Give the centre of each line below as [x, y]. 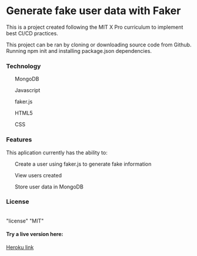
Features [19, 140]
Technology [24, 66]
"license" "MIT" [25, 221]
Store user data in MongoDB [49, 187]
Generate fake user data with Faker [94, 11]
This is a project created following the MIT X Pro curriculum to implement [95, 27]
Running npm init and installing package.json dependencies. [79, 50]
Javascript [27, 90]
